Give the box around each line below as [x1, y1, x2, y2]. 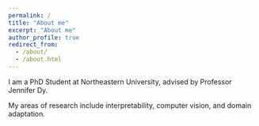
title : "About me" [8, 19, 69, 27]
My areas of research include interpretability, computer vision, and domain [8, 100, 252, 110]
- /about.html [15, 56, 62, 64]
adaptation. [8, 109, 46, 118]
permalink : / [8, 11, 51, 20]
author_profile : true [8, 33, 80, 42]
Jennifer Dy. [8, 85, 48, 94]
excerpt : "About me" [8, 26, 77, 34]
